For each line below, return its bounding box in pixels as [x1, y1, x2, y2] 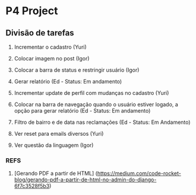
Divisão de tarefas [5, 28, 75, 38]
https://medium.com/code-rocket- [97, 170, 182, 177]
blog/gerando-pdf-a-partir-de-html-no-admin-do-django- [14, 176, 157, 183]
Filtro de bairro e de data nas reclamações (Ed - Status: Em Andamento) [14, 119, 191, 126]
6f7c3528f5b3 [14, 183, 50, 190]
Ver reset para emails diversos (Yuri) [14, 130, 104, 137]
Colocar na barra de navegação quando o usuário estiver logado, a [14, 101, 179, 108]
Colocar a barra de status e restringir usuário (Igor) [14, 66, 140, 73]
